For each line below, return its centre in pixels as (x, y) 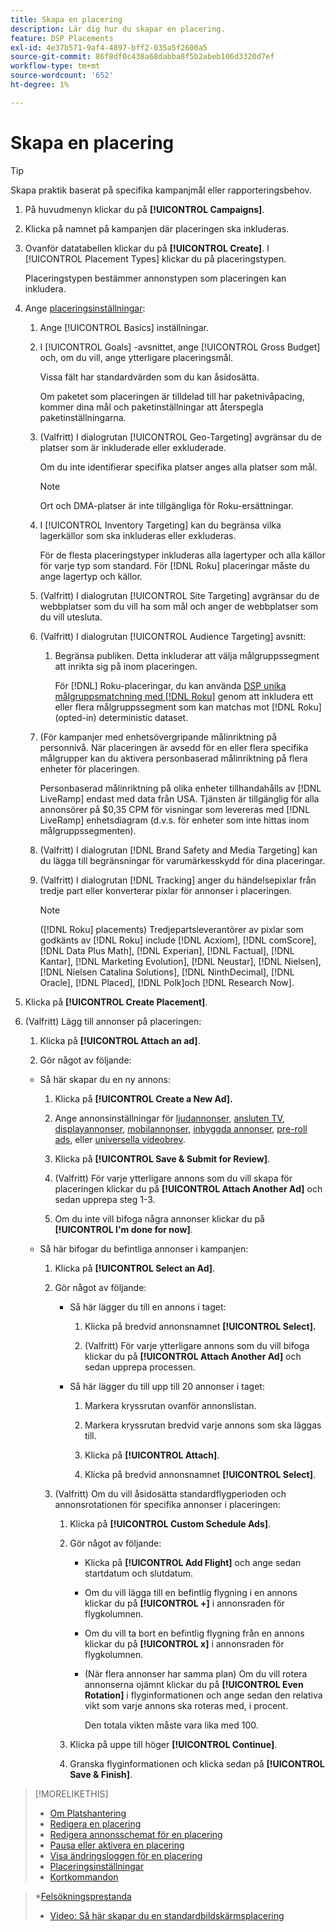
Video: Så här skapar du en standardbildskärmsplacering (167, 1915)
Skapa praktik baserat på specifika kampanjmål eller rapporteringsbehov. (161, 190)
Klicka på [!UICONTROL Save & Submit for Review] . (162, 1158)
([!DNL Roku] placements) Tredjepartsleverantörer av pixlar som (171, 929)
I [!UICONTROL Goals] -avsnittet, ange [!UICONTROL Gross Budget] (180, 347)
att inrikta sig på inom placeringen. (126, 666)
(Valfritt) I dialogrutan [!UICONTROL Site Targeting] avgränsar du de (179, 595)
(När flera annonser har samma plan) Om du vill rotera (196, 1673)
